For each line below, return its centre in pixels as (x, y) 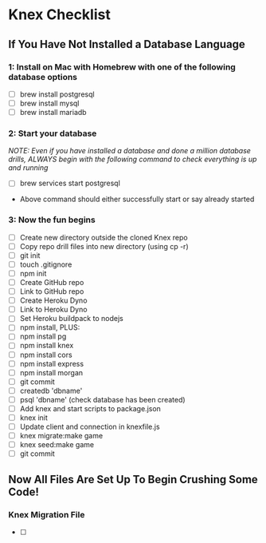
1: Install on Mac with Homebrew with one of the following (122, 67)
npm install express (52, 363)
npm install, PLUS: (50, 327)
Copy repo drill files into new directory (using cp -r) (104, 246)
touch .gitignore (46, 264)
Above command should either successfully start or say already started (137, 199)
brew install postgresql (57, 94)
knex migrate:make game (61, 436)
